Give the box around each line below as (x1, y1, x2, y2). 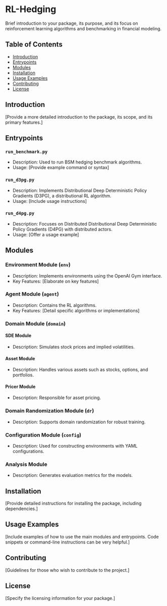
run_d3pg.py (5, 177, 35, 183)
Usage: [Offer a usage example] (12, 231, 79, 238)
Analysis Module (5, 461, 47, 468)
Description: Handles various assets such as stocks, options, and (12, 367, 148, 373)
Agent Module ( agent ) (5, 291, 60, 298)
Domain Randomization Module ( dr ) (5, 407, 94, 414)
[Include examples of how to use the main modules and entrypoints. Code (5, 533, 159, 539)
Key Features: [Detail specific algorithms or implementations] (12, 307, 140, 313)
